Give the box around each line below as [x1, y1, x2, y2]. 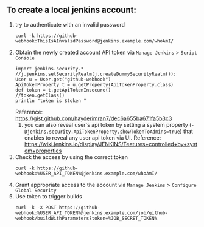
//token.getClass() [15, 92, 65, 98]
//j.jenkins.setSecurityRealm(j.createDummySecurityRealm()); [15, 71, 177, 77]
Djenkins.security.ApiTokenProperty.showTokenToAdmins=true [24, 129, 180, 135]
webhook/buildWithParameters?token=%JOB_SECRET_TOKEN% [15, 215, 158, 221]
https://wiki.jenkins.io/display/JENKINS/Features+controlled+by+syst [24, 140, 198, 147]
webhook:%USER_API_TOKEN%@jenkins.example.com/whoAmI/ [15, 170, 158, 177]
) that [179, 127, 193, 135]
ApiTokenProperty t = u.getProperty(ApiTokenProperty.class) [15, 81, 174, 87]
